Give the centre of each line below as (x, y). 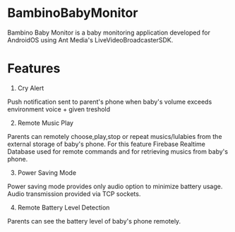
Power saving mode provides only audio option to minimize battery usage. (115, 186)
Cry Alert (31, 88)
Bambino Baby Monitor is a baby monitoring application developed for (109, 32)
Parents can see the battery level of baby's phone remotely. (94, 221)
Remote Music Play (46, 123)
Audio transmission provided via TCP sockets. (74, 194)
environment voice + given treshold (59, 109)
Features (34, 69)
